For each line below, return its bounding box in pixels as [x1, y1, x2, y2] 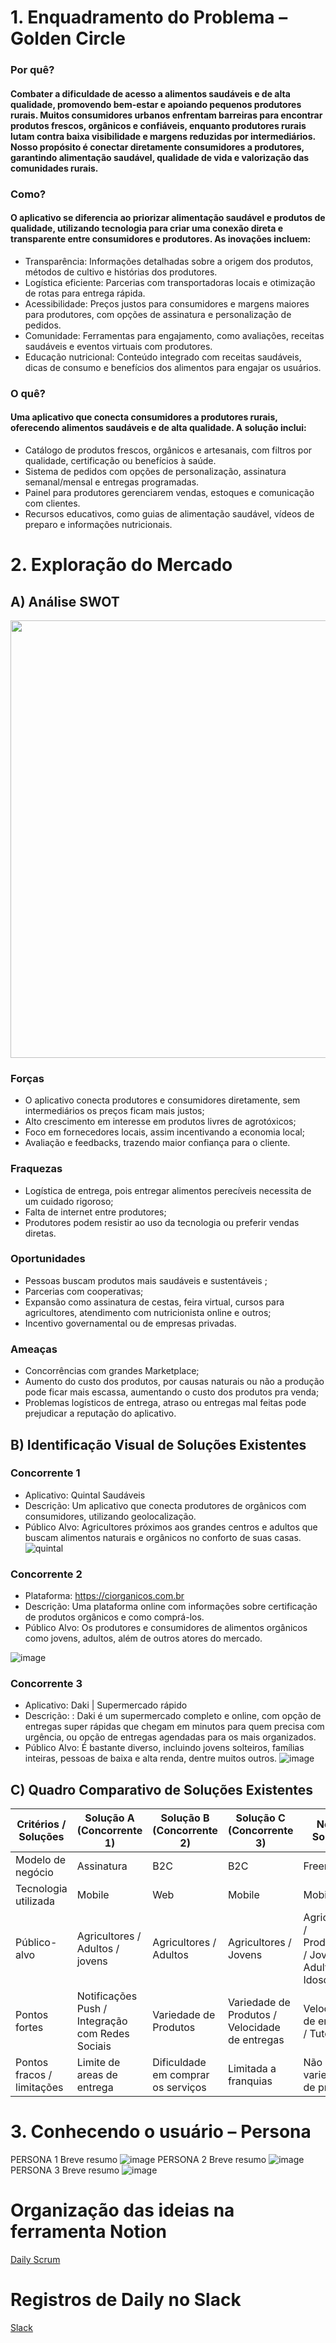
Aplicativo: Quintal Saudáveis [24, 1489, 146, 1501]
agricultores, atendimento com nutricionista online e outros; [24, 1306, 272, 1318]
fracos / [15, 2068, 53, 2082]
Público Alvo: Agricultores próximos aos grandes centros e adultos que [24, 1521, 318, 1533]
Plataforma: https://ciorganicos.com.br [24, 1590, 185, 1602]
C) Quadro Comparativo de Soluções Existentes [10, 1781, 314, 1798]
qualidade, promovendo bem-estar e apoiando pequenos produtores [10, 98, 302, 110]
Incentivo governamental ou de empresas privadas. [24, 1317, 237, 1329]
